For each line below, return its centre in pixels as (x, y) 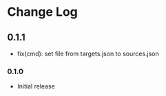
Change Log (42, 12)
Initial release (36, 86)
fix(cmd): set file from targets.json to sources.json (88, 53)
